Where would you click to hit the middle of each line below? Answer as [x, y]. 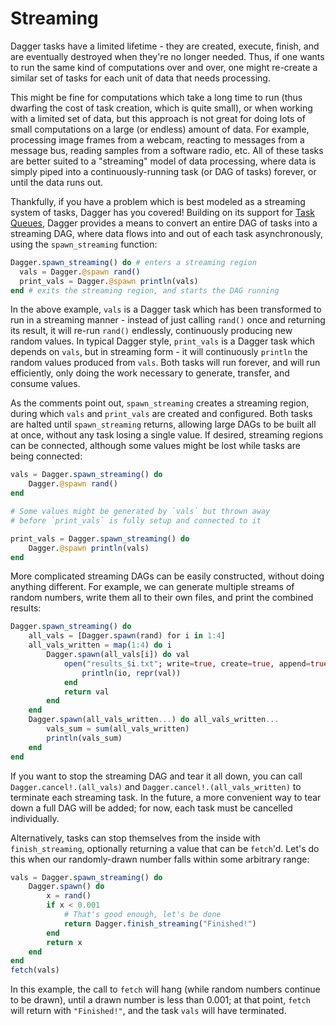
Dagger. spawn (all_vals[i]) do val [118, 655]
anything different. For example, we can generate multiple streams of [152, 587]
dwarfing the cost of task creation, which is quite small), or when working [161, 108]
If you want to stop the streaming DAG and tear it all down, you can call [156, 776]
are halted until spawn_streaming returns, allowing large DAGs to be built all [163, 424]
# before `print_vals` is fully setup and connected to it [136, 520]
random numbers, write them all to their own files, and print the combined [162, 598]
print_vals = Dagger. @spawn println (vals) [109, 281]
